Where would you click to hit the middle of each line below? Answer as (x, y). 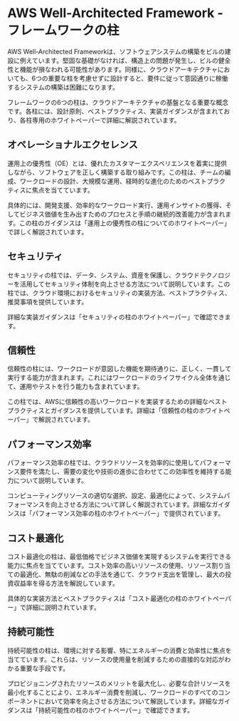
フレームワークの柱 (63, 31)
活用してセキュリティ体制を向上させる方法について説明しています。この (125, 284)
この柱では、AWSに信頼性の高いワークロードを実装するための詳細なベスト (117, 402)
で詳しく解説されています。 (48, 232)
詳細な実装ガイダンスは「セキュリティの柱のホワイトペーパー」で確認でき (116, 317)
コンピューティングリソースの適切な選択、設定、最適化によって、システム (116, 496)
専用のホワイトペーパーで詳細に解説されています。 (106, 120)
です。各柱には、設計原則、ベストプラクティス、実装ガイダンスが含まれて (116, 111)
